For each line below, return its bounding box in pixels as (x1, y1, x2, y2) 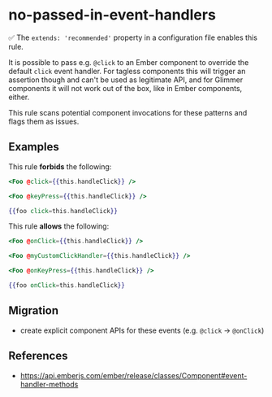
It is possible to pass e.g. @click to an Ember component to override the (8, 57, 249, 67)
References (8, 349, 68, 363)
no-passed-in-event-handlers (8, 6, 217, 24)
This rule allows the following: (8, 221, 110, 231)
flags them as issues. (8, 116, 80, 126)
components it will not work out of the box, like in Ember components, (8, 83, 243, 93)
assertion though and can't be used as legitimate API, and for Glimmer (8, 75, 244, 85)
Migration (8, 303, 59, 318)
